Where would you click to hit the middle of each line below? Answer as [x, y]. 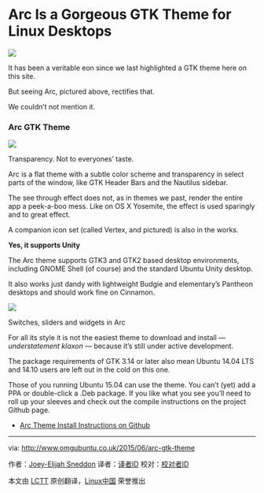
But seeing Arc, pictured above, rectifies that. [81, 91]
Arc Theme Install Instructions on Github [85, 425]
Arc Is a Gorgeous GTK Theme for [120, 15]
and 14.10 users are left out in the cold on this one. [89, 370]
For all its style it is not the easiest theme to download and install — [117, 338]
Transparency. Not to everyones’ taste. [71, 159]
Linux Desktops [60, 31]
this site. [22, 76]
